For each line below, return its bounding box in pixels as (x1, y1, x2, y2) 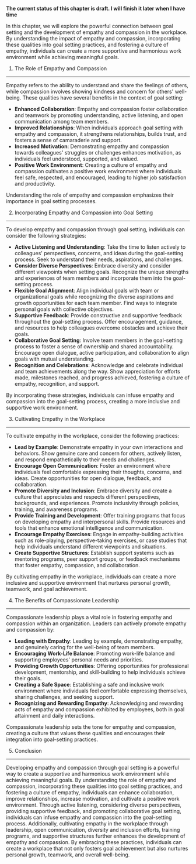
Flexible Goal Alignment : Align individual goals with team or (14, 287, 159, 294)
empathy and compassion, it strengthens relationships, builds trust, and (14, 131, 187, 137)
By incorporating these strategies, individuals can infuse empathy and (6, 392, 174, 399)
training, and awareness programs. (14, 506, 99, 513)
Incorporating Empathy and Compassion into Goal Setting (14, 209, 153, 216)
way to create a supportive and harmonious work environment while (6, 770, 170, 777)
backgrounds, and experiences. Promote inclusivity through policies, (14, 500, 180, 506)
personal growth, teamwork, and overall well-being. (6, 851, 130, 858)
